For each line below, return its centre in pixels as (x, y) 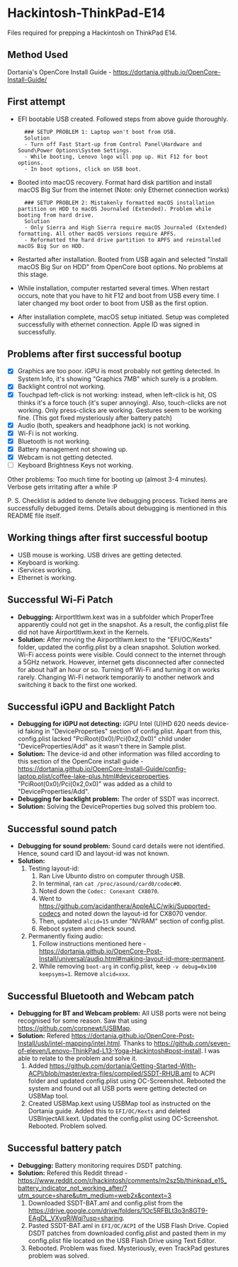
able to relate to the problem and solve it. (78, 1058)
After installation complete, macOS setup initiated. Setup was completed (123, 317)
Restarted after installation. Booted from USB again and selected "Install (123, 259)
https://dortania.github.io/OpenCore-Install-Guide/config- (102, 769)
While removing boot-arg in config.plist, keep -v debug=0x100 (128, 966)
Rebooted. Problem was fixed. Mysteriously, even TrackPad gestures (129, 1248)
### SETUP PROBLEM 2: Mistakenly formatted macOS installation (119, 203)
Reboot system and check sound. (87, 928)
